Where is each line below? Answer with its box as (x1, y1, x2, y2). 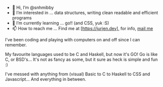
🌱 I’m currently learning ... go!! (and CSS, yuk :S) (12, 20, 109, 26)
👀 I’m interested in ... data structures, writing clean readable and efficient (12, 10, 158, 16)
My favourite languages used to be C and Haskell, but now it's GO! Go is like (5, 52, 158, 57)
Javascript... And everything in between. (5, 76, 87, 82)
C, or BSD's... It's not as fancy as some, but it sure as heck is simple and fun (5, 56, 158, 62)
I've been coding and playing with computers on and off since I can (5, 37, 140, 42)
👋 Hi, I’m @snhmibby (12, 5, 54, 10)
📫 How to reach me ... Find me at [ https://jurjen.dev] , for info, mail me (12, 26, 153, 31)
